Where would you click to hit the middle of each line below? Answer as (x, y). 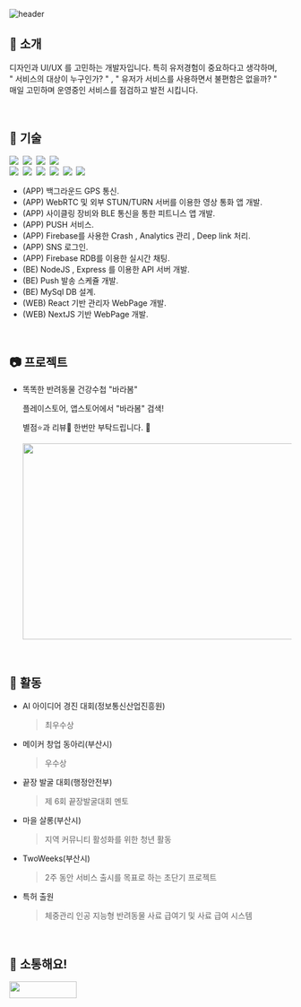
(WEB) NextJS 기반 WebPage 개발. (85, 314)
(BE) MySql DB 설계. (59, 291)
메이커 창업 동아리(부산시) (67, 744)
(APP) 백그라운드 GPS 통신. (70, 191)
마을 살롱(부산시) (52, 820)
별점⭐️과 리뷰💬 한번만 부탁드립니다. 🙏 (86, 428)
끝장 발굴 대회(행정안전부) (67, 782)
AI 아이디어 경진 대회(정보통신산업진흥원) (94, 706)
